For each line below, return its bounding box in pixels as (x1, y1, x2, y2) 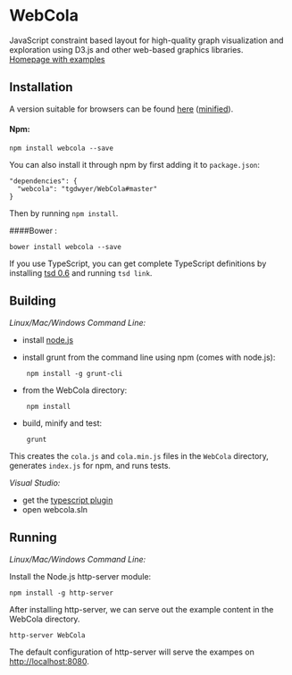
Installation (9, 79, 73, 95)
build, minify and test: (21, 417, 103, 429)
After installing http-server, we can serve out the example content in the (9, 604, 274, 614)
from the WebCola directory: (21, 385, 128, 396)
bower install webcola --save (9, 242, 122, 251)
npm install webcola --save (9, 144, 114, 153)
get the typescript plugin (21, 495, 113, 505)
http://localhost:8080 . (9, 655, 89, 666)
